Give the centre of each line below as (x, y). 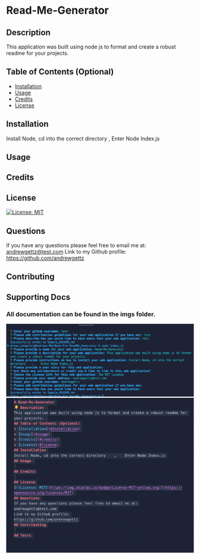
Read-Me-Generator (57, 10)
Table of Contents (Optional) (60, 72)
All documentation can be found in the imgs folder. (81, 314)
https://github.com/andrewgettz (45, 258)
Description (28, 33)
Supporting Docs (38, 297)
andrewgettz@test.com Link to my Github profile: (66, 252)
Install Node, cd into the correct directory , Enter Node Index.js (83, 139)
